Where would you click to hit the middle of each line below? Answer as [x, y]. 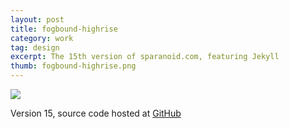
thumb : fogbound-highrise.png [73, 66]
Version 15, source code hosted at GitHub [96, 113]
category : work [42, 38]
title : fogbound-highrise [64, 29]
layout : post [37, 19]
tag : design [35, 47]
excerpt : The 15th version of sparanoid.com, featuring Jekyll [145, 57]
